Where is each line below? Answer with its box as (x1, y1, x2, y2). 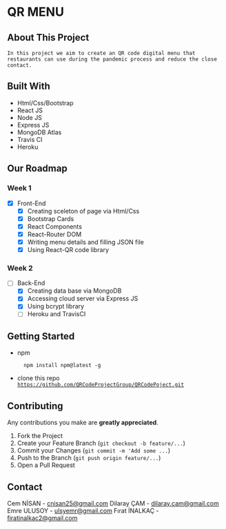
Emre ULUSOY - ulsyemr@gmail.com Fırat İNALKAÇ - (7, 506, 159, 515)
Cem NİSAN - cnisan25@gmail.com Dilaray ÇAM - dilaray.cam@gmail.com (7, 499, 219, 507)
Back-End (17, 279, 45, 287)
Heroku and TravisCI (27, 310, 86, 318)
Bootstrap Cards (27, 214, 74, 222)
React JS (17, 106, 43, 114)
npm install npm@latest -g (23, 362, 101, 369)
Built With (7, 81, 50, 92)
